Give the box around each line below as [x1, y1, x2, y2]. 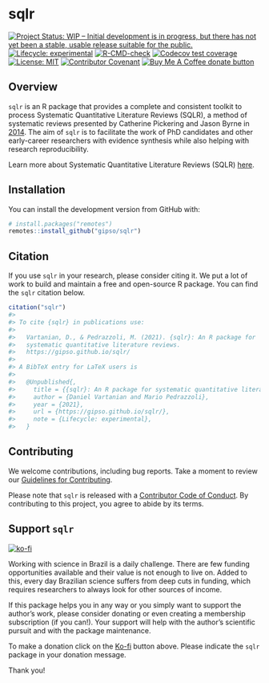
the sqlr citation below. [8, 288, 86, 298]
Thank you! [8, 665, 46, 675]
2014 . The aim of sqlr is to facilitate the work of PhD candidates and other [8, 127, 254, 136]
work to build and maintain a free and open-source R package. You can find [8, 279, 259, 289]
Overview [8, 80, 58, 94]
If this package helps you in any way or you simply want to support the [8, 600, 242, 610]
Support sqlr [8, 522, 74, 536]
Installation [8, 183, 66, 197]
